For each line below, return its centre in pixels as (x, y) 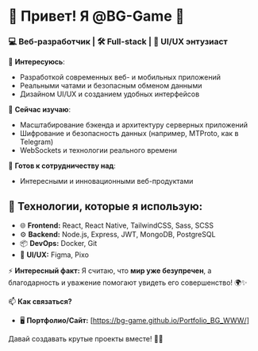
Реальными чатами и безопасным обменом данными (111, 86)
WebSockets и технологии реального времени (98, 150)
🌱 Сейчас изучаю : (40, 110)
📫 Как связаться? (40, 302)
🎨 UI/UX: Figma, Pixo (54, 255)
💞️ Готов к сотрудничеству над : (62, 166)
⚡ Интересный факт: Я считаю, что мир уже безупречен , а (110, 271)
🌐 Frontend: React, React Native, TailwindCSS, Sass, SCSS (117, 225)
